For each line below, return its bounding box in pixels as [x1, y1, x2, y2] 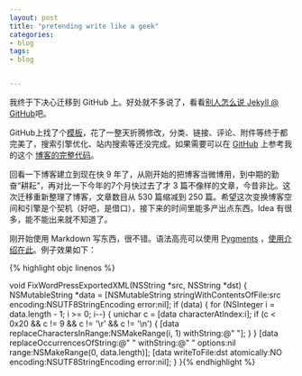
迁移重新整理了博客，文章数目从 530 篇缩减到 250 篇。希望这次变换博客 [16, 191, 285, 202]
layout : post [9, 13, 59, 23]
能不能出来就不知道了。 [24, 214, 113, 225]
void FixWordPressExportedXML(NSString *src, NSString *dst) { [9, 280, 248, 290]
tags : [9, 47, 30, 56]
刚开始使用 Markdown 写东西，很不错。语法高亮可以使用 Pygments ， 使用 [9, 234, 285, 243]
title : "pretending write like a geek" [9, 22, 160, 31]
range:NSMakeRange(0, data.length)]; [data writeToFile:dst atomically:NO [9, 347, 282, 357]
